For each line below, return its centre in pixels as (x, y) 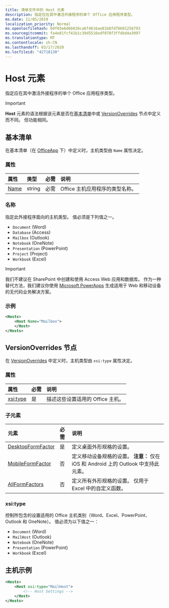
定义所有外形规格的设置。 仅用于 (110, 481)
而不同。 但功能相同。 (28, 120)
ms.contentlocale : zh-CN (31, 43)
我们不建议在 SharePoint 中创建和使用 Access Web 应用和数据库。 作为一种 (83, 279)
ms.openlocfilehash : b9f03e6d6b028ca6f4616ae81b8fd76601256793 (73, 29)
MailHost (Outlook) (32, 537)
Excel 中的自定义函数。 (99, 488)
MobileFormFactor (29, 464)
